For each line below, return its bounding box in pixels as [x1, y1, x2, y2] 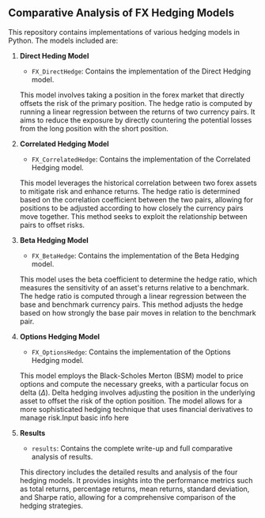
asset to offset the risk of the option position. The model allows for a [19, 395, 243, 406]
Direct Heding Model [19, 51, 89, 60]
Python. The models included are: [8, 36, 119, 45]
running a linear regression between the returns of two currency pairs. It [19, 107, 256, 116]
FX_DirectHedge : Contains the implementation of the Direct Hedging [31, 66, 252, 76]
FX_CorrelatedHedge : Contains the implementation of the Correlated [31, 154, 251, 164]
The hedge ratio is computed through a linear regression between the [19, 291, 247, 301]
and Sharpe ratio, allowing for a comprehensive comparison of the [19, 492, 236, 501]
